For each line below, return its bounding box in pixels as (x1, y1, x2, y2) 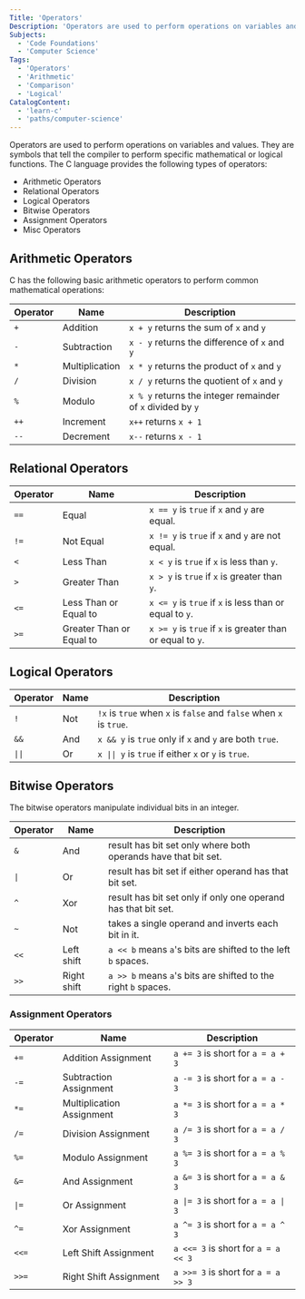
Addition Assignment (62, 1051, 152, 1064)
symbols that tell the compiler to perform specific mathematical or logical (9, 149, 283, 160)
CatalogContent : (9, 97, 71, 107)
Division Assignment (62, 1127, 150, 1139)
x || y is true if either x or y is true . (97, 747, 250, 760)
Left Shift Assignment (62, 1246, 154, 1259)
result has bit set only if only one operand (108, 891, 285, 903)
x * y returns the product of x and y (128, 359, 281, 372)
